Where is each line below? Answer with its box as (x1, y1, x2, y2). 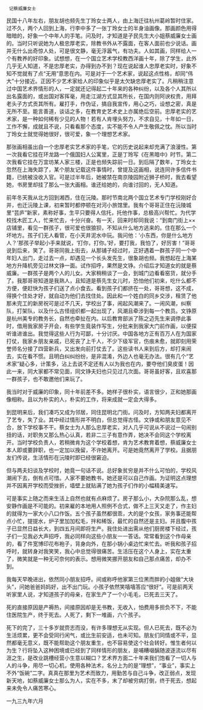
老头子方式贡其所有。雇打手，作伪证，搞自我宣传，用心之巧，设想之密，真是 (6, 100, 197, 107)
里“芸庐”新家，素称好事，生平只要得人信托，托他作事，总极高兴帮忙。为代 (6, 209, 192, 216)
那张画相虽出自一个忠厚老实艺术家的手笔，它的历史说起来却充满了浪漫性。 (6, 143, 192, 150)
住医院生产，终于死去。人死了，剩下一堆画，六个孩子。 (6, 611, 144, 618)
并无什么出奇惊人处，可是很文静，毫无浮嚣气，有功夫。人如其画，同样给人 (6, 47, 192, 54)
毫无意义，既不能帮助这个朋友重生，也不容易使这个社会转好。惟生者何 (16, 639, 192, 646)
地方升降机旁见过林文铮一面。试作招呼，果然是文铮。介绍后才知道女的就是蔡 (6, 262, 197, 269)
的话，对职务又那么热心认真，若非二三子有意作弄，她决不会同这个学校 (11, 431, 186, 438)
